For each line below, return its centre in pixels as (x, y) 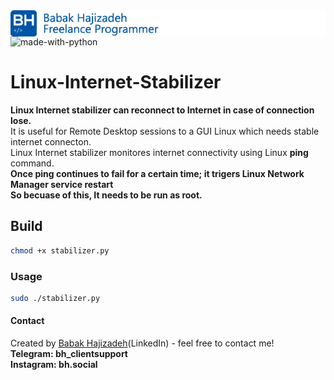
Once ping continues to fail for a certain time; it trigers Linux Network (157, 173)
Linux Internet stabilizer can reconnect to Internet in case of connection (162, 110)
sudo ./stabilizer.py (55, 298)
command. (32, 163)
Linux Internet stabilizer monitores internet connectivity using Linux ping (159, 152)
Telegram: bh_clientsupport (69, 353)
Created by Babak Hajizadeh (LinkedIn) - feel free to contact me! (142, 343)
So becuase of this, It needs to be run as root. (106, 195)
